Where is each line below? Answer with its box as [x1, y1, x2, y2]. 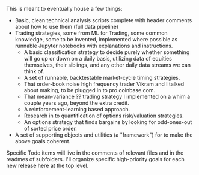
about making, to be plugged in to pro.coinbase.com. [23, 87, 156, 93]
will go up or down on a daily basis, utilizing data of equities [23, 55, 173, 62]
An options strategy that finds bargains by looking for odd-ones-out [23, 119, 192, 125]
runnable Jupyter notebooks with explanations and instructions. [14, 42, 173, 49]
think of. [23, 68, 44, 74]
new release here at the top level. [6, 162, 89, 169]
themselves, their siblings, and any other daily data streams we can [23, 61, 191, 68]
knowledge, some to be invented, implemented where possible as [14, 36, 178, 43]
